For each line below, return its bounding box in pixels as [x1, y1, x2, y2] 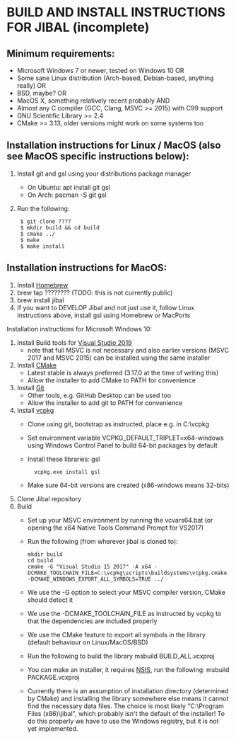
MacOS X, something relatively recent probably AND [16, 96, 170, 105]
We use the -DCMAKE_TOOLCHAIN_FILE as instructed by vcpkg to [27, 609, 222, 617]
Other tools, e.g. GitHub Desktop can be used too [27, 391, 172, 399]
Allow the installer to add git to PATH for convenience [27, 398, 183, 407]
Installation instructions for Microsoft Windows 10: [6, 324, 153, 333]
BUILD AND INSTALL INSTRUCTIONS [6, 4, 225, 21]
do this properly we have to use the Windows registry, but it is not [27, 717, 220, 725]
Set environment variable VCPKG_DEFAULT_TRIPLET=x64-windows [27, 433, 224, 442]
